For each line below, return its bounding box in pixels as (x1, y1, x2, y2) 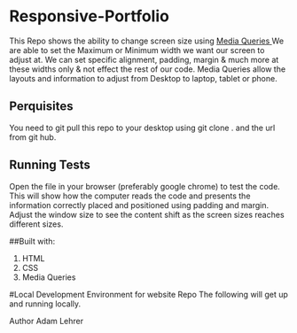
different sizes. (9, 219, 64, 229)
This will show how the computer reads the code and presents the (9, 190, 251, 201)
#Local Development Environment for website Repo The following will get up (9, 289, 288, 299)
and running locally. (9, 298, 82, 309)
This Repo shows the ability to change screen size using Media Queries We (9, 35, 285, 46)
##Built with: (9, 236, 56, 246)
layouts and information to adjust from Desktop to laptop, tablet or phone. (9, 73, 277, 83)
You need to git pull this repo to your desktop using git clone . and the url (9, 122, 276, 133)
